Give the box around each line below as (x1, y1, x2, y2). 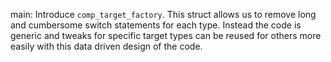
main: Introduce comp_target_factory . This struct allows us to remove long (10, 9, 317, 20)
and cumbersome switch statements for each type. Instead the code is (10, 19, 302, 31)
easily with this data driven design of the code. (10, 40, 203, 52)
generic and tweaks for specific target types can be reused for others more (10, 30, 322, 41)
